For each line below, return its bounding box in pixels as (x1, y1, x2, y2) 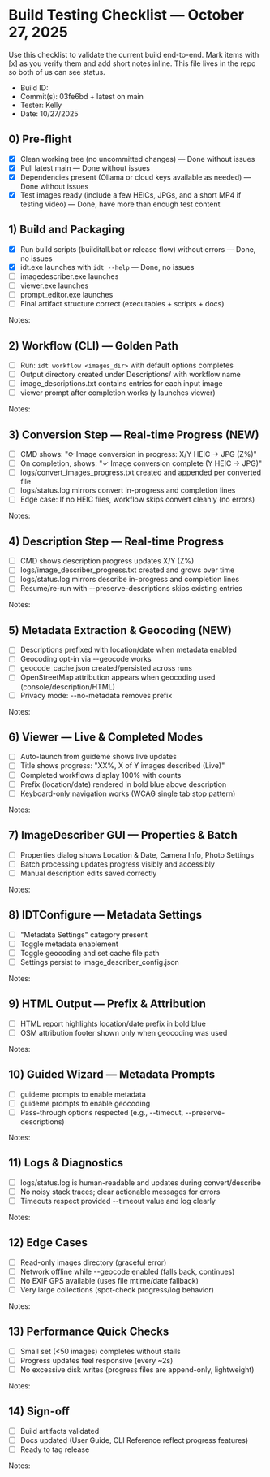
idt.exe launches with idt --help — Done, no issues (19, 262, 195, 272)
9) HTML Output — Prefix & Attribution (8, 997, 207, 1011)
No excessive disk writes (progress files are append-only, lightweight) (19, 1364, 255, 1375)
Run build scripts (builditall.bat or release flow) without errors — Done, (19, 244, 256, 254)
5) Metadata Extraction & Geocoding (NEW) (8, 623, 233, 637)
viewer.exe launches (19, 280, 89, 290)
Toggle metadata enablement (19, 939, 119, 949)
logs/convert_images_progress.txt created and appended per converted (19, 467, 262, 477)
